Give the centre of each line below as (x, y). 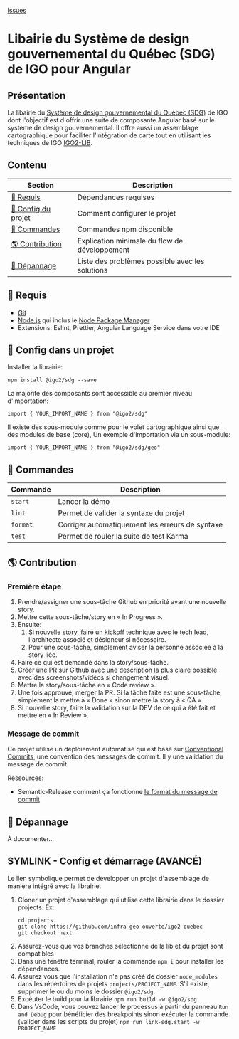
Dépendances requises (116, 197)
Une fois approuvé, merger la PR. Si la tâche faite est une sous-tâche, (120, 692)
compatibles (36, 954)
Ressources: (26, 778)
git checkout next (45, 933)
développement (103, 250)
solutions (92, 270)
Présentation (37, 95)
